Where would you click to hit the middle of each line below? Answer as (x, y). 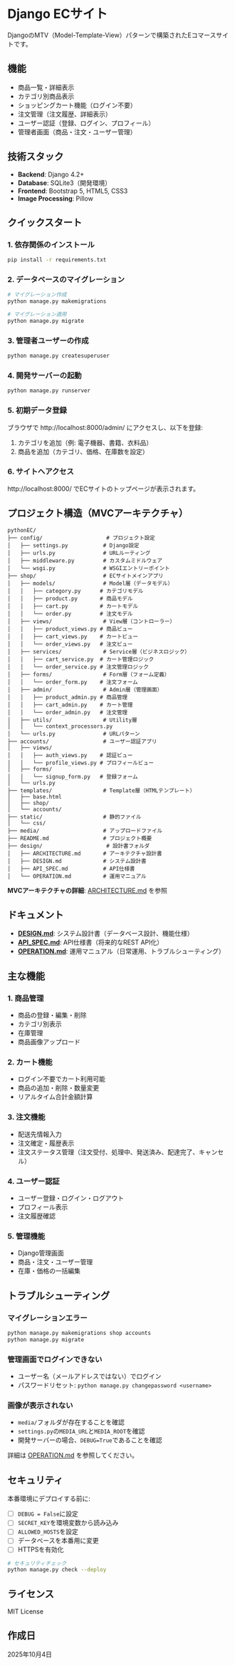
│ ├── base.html (35, 796)
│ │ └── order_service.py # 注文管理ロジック (78, 667)
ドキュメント (36, 915)
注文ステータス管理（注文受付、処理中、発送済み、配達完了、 (108, 1152)
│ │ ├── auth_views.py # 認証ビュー (70, 755)
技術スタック (36, 157)
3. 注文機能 (26, 1117)
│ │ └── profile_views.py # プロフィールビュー (81, 763)
